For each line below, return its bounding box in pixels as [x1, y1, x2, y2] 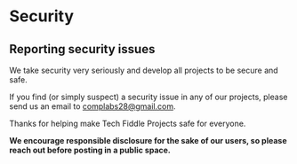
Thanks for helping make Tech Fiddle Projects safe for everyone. [9, 118, 246, 129]
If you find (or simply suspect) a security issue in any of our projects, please [9, 91, 288, 102]
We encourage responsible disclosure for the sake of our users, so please [9, 136, 287, 145]
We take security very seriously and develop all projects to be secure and [9, 65, 278, 75]
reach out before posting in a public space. [9, 144, 172, 155]
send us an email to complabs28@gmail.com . [9, 101, 176, 112]
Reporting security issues [9, 42, 156, 57]
